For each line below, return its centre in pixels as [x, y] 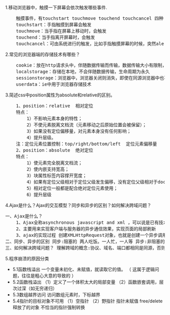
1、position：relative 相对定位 [55, 106]
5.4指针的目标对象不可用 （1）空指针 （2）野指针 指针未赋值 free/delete [88, 301]
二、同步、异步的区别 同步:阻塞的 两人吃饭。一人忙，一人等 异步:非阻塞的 [85, 242]
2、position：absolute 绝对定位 [55, 150]
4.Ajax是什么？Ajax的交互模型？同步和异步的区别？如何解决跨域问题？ [78, 205]
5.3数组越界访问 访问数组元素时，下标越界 [56, 295]
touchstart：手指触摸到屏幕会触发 [54, 25]
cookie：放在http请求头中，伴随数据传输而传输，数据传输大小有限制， [91, 65]
